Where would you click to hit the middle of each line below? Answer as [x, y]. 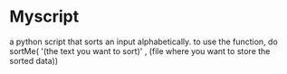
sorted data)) [34, 60]
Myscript [44, 17]
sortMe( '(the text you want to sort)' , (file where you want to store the [140, 51]
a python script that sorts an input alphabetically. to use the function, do [143, 42]
